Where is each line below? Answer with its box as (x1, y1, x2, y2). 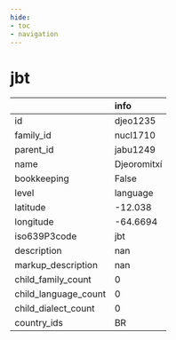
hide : (10, 12, 30, 22)
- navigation (10, 29, 59, 38)
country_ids (14, 317, 63, 329)
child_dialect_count (14, 303, 95, 315)
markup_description (14, 259, 99, 272)
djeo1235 (114, 115, 156, 127)
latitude (14, 202, 46, 214)
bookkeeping (14, 172, 69, 185)
